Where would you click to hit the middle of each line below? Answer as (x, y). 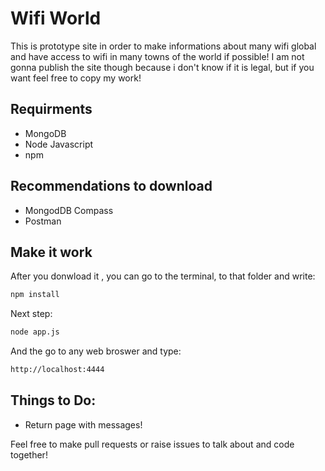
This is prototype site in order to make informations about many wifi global (163, 46)
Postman (43, 221)
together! (29, 454)
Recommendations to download (111, 186)
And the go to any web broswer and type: (96, 351)
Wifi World (56, 18)
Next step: (31, 314)
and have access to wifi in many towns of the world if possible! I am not (157, 56)
